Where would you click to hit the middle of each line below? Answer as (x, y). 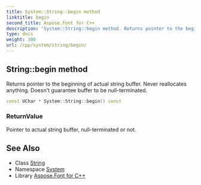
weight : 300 (21, 40)
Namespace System (39, 169)
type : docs (20, 34)
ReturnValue (25, 116)
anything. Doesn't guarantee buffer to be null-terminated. (77, 90)
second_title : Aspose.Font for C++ (51, 23)
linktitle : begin (28, 17)
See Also (23, 148)
